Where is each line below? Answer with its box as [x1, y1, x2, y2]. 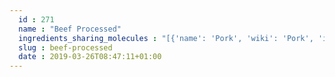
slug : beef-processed [18, 42, 113, 53]
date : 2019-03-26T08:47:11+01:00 [18, 52, 162, 62]
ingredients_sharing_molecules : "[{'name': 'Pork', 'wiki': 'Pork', [18, 33, 314, 43]
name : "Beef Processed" [18, 24, 122, 34]
